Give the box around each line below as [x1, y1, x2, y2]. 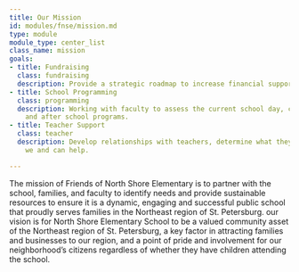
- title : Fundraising [9, 63, 90, 72]
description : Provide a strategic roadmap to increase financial [17, 79, 265, 88]
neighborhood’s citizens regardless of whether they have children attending [9, 244, 287, 255]
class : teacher [17, 129, 74, 138]
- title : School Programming [9, 87, 117, 96]
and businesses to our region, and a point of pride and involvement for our [9, 235, 282, 245]
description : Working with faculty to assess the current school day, [17, 104, 285, 113]
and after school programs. [25, 112, 129, 121]
